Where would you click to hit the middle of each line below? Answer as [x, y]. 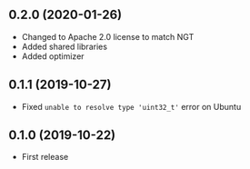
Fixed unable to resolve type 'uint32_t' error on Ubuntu [131, 106]
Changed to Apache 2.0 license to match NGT [108, 36]
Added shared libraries [65, 46]
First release [45, 157]
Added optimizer [53, 56]
